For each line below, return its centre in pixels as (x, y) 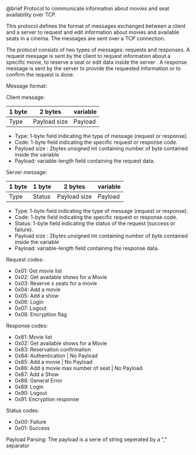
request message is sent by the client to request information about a (88, 56)
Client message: (25, 97)
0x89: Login (29, 387)
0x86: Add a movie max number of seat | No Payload (78, 368)
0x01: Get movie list (38, 271)
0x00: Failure (30, 422)
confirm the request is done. (40, 75)
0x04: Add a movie (37, 289)
